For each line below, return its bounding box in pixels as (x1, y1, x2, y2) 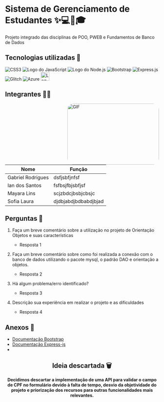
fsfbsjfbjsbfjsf (53, 182, 85, 189)
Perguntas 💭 (5, 214, 43, 223)
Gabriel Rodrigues (7, 174, 49, 181)
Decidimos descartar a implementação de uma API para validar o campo (7, 377, 157, 382)
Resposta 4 (19, 309, 42, 315)
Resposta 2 (19, 271, 42, 277)
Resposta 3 (19, 290, 42, 296)
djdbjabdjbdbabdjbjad (53, 198, 104, 205)
